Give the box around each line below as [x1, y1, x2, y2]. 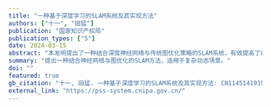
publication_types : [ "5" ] [8, 34, 95, 43]
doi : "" [8, 64, 35, 72]
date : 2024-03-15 [8, 42, 67, 50]
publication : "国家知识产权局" [8, 27, 105, 35]
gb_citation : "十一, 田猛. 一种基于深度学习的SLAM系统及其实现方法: [8, 79, 218, 87]
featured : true [8, 72, 60, 80]
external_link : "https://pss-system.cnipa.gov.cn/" [8, 86, 186, 95]
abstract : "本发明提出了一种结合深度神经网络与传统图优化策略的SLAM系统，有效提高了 [8, 49, 261, 57]
